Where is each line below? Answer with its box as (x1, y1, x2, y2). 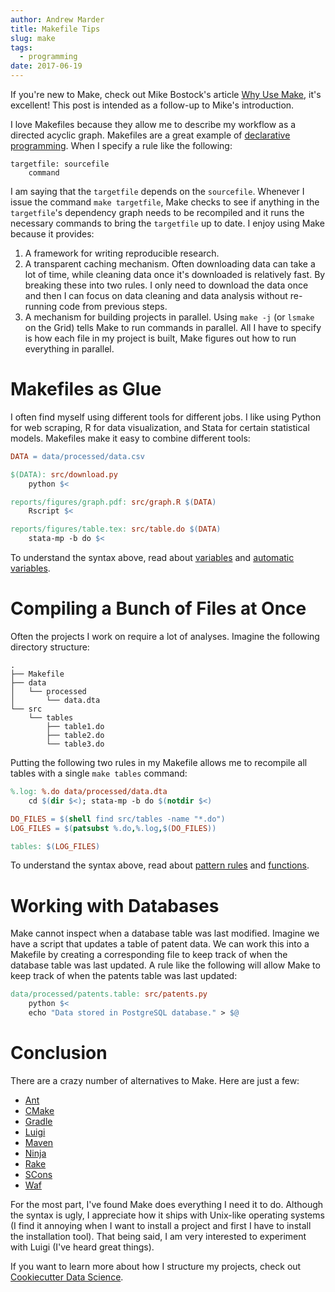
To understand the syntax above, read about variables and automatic (10, 552, 295, 564)
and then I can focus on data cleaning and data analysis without (24, 290, 288, 301)
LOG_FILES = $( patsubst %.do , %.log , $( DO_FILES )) (10, 823, 217, 833)
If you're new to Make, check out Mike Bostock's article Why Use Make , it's (10, 89, 322, 100)
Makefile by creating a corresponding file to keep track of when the (10, 949, 288, 961)
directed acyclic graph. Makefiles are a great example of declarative (10, 129, 291, 141)
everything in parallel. (24, 343, 115, 355)
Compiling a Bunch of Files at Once (10, 597, 307, 620)
